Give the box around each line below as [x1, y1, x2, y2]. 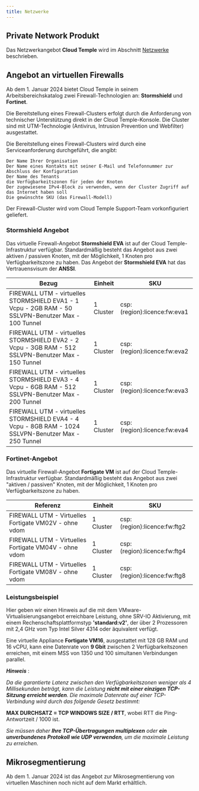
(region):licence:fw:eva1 [120, 307, 188, 316]
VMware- [118, 607, 142, 614]
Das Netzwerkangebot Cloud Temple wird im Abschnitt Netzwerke [6, 46, 169, 53]
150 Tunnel [9, 358, 41, 366]
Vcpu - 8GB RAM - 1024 [9, 422, 80, 430]
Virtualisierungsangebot [6, 613, 65, 620]
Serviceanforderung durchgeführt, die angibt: [6, 147, 117, 154]
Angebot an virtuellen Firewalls [6, 70, 124, 80]
